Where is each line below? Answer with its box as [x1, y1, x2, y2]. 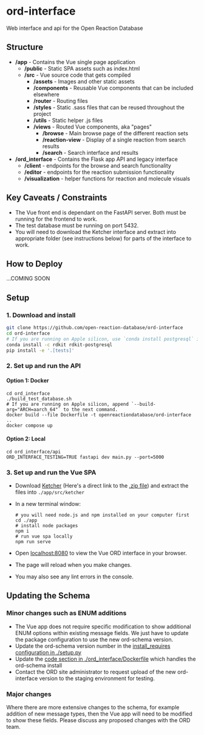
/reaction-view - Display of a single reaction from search [42, 136, 186, 143]
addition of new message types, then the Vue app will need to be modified [6, 710, 192, 717]
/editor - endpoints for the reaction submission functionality [24, 168, 175, 176]
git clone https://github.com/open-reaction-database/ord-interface [6, 325, 183, 331]
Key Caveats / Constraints [6, 193, 107, 203]
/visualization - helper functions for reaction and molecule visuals [24, 175, 190, 182]
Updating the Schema [6, 591, 90, 601]
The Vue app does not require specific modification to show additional [15, 623, 191, 630]
